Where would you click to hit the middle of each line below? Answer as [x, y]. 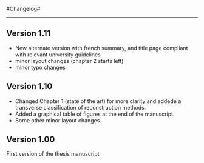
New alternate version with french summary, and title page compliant [101, 48]
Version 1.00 [31, 140]
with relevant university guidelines [58, 55]
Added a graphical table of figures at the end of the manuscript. [95, 114]
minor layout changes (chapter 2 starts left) [69, 61]
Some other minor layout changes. [58, 120]
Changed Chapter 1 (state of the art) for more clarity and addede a [98, 101]
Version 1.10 [29, 86]
